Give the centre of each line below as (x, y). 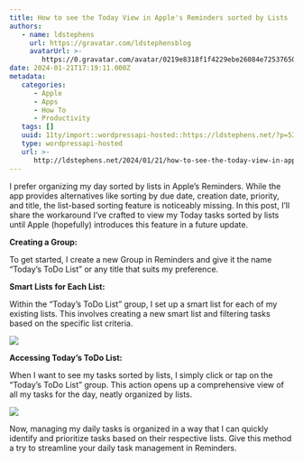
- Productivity (62, 118)
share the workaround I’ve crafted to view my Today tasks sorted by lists (144, 215)
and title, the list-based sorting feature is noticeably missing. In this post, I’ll (150, 205)
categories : (44, 85)
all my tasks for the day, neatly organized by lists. (101, 394)
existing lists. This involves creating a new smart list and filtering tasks (140, 313)
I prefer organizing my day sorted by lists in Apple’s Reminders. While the (145, 186)
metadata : (28, 77)
